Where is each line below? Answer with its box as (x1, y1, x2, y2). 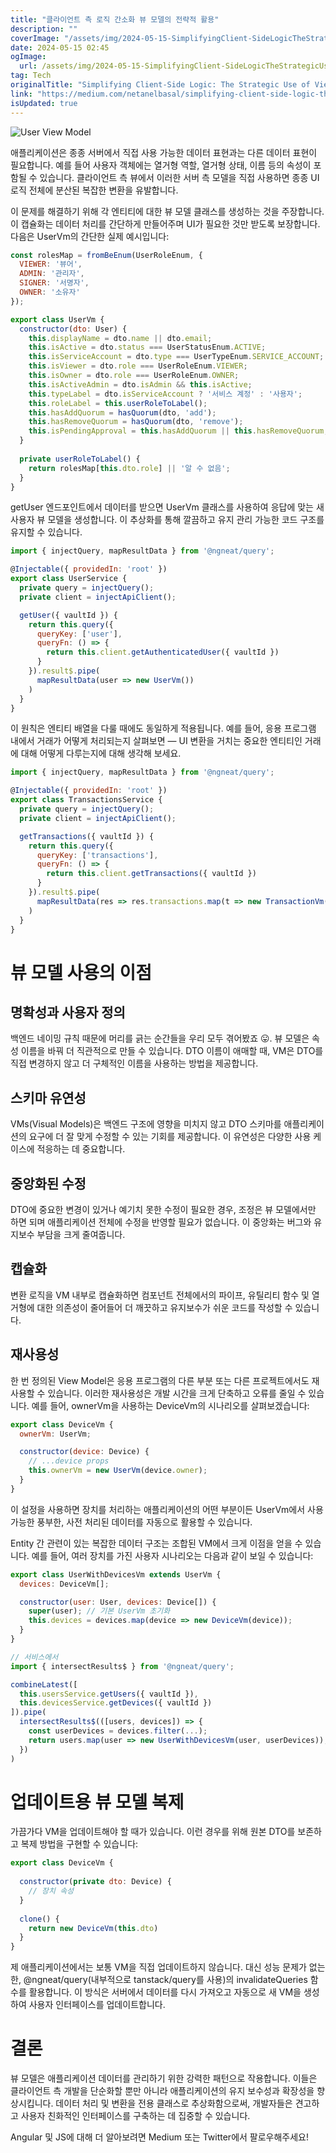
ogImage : (10, 52, 47, 62)
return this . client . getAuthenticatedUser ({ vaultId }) (46, 647, 280, 658)
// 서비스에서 (10, 1652, 59, 1662)
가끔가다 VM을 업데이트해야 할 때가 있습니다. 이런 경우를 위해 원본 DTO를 (10, 1826, 296, 1838)
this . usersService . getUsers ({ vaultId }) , (19, 1689, 199, 1699)
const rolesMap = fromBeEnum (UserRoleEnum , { (10, 250, 203, 260)
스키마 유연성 (10, 1089, 87, 1106)
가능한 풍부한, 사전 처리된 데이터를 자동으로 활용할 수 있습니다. (10, 1516, 253, 1528)
